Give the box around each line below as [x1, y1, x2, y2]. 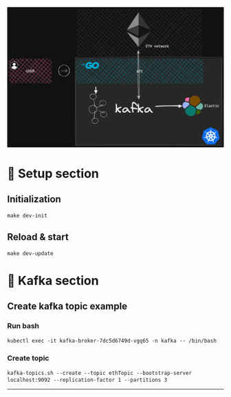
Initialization [7, 193, 62, 205]
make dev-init [7, 213, 48, 219]
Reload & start [7, 231, 69, 243]
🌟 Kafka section [7, 273, 99, 289]
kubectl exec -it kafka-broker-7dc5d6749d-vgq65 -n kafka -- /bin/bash [7, 337, 217, 344]
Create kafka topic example [7, 300, 128, 312]
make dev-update [7, 250, 54, 257]
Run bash [7, 321, 40, 330]
